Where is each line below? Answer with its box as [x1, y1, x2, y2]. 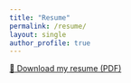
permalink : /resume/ [9, 22, 88, 31]
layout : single [9, 30, 67, 39]
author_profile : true [9, 38, 91, 48]
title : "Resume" [9, 13, 70, 23]
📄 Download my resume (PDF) [9, 63, 122, 74]
